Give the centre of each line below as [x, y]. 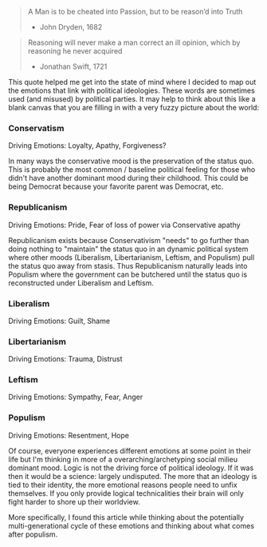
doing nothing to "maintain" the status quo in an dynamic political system [128, 249]
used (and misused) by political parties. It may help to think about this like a [132, 99]
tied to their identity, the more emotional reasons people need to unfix [123, 485]
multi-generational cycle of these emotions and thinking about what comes [132, 525]
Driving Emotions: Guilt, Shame [59, 321]
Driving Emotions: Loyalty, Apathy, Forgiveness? [87, 146]
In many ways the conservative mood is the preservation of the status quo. [131, 161]
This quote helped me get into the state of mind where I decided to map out [132, 82]
